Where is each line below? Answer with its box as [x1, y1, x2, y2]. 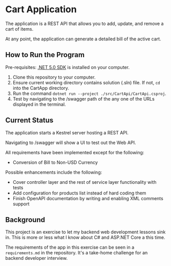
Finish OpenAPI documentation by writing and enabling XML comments [12, 195, 164, 201]
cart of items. [5, 26, 34, 32]
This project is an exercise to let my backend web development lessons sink [5, 229, 166, 235]
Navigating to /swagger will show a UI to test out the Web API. [5, 139, 137, 146]
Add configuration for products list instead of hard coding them [12, 190, 146, 196]
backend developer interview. [5, 255, 68, 261]
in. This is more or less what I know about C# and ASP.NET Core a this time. [5, 234, 165, 240]
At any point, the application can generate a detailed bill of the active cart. [5, 36, 161, 42]
